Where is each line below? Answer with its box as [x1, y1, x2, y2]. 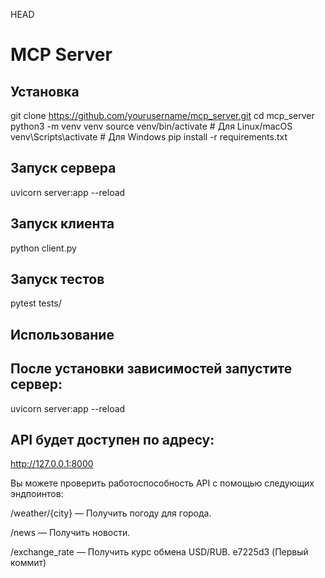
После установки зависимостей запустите [10, 360, 293, 378]
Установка [10, 83, 80, 100]
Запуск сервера [10, 160, 117, 177]
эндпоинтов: [10, 488, 64, 500]
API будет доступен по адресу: [10, 432, 215, 449]
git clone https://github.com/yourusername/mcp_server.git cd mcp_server [10, 110, 315, 121]
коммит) [10, 557, 47, 569]
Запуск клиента [10, 215, 115, 233]
